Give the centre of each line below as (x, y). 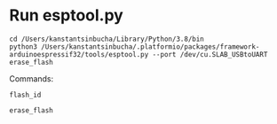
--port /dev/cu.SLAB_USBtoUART (210, 54)
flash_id (25, 95)
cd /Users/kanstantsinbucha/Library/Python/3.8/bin (107, 39)
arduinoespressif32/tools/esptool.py (79, 54)
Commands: (32, 78)
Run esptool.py (67, 15)
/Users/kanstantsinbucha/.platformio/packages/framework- (150, 46)
